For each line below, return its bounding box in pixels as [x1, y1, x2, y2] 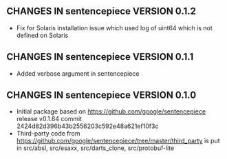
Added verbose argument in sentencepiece [16, 69, 140, 78]
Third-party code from [16, 129, 80, 138]
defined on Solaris [16, 31, 69, 39]
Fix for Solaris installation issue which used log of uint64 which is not [16, 23, 213, 32]
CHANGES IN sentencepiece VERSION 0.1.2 [6, 6, 197, 17]
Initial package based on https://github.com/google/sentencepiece [16, 107, 206, 116]
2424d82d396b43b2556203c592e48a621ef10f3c [16, 122, 159, 130]
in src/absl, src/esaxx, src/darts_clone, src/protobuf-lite [16, 144, 175, 152]
